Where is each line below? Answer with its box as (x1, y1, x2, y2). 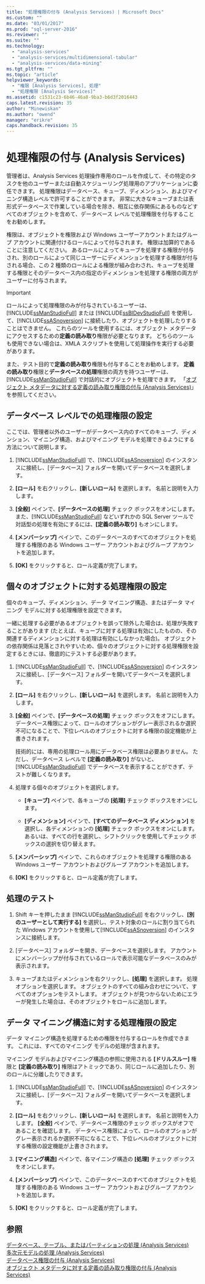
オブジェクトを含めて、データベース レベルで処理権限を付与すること (22, 210, 194, 218)
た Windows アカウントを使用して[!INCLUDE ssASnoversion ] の (15, 926, 174, 933)
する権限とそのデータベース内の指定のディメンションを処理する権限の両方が (6, 270, 198, 277)
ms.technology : (6, 43, 45, 50)
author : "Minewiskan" (6, 105, 62, 112)
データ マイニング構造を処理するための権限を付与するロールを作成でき (6, 1035, 184, 1042)
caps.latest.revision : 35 (6, 100, 72, 106)
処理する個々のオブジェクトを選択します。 (15, 783, 122, 791)
